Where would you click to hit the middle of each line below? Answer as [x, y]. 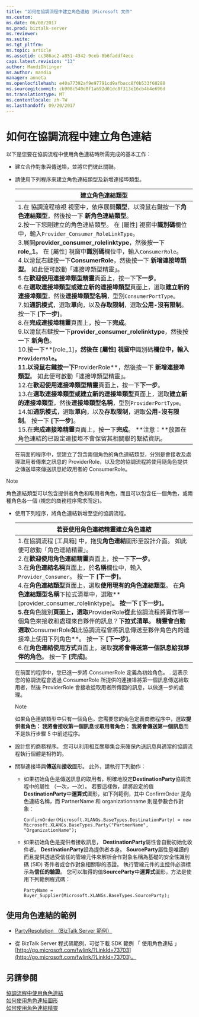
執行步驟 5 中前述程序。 [54, 734]
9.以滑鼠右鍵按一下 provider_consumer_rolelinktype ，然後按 [103, 332]
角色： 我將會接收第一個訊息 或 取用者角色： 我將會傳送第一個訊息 [104, 726]
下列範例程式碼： [50, 879]
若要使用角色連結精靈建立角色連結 [104, 530]
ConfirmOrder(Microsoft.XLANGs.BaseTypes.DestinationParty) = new [107, 820]
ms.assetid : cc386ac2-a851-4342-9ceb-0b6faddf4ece [70, 56]
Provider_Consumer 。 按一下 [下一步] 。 [71, 576]
